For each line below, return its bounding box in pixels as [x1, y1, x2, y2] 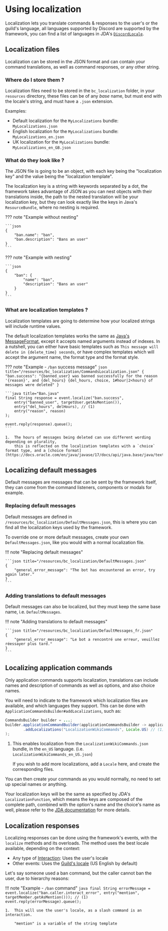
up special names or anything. [5, 781, 67, 787]
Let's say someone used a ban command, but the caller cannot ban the [5, 870, 152, 876]
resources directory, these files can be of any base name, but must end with [5, 93, 162, 99]
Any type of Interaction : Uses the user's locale [12, 855, 108, 861]
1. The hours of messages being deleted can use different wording [5, 434, 151, 440]
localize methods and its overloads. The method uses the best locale [5, 840, 149, 846]
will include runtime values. [5, 323, 61, 329]
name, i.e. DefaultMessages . [5, 609, 61, 615]
